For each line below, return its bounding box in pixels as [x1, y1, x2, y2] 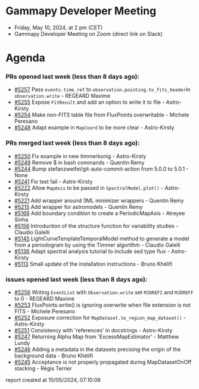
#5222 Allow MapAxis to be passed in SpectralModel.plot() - [14, 184, 164, 192]
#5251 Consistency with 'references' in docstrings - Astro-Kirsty [14, 327, 173, 334]
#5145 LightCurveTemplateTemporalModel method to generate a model [14, 234, 189, 242]
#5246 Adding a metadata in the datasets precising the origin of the [14, 346, 181, 353]
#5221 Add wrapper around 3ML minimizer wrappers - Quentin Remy [14, 197, 184, 204]
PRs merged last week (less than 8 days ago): [5, 139, 140, 147]
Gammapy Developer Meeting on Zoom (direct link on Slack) [14, 30, 163, 37]
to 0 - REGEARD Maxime [14, 295, 75, 302]
